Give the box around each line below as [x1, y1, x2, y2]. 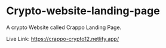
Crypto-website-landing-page [6, 4, 160, 18]
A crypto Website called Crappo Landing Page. [6, 24, 122, 31]
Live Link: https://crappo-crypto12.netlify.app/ [6, 35, 119, 42]
